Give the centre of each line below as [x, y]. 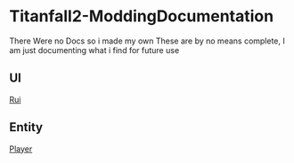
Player [21, 149]
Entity [26, 127]
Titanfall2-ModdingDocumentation [142, 16]
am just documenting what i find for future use [94, 50]
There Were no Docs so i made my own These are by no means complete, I [147, 41]
